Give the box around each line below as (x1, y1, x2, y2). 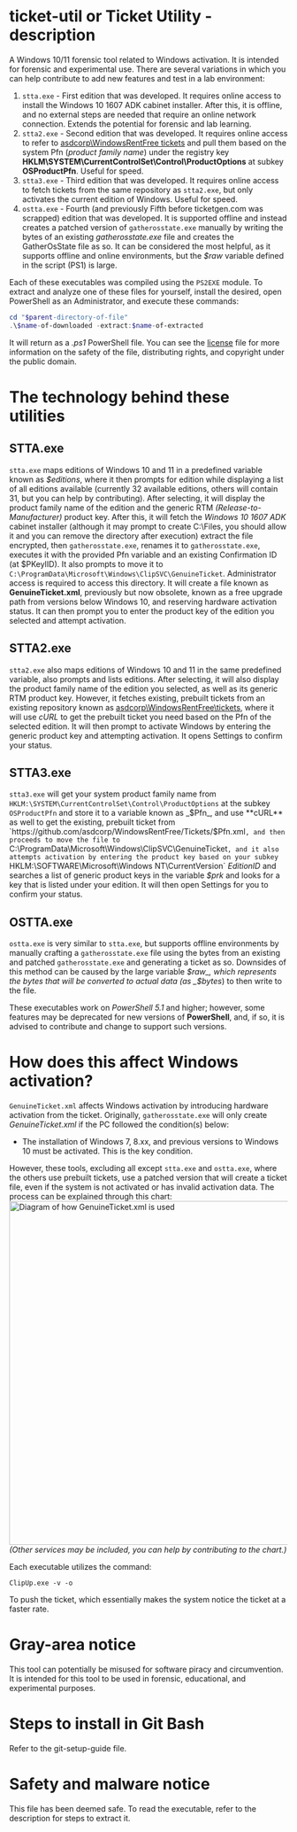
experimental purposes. (9, 1683, 95, 1693)
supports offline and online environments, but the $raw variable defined (21, 250, 285, 260)
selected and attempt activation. (9, 615, 126, 625)
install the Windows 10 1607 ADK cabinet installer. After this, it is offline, (21, 99, 283, 110)
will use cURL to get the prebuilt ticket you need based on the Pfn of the (9, 711, 272, 722)
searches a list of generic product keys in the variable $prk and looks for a (9, 870, 280, 881)
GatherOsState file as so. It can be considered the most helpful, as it (21, 241, 271, 252)
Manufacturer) (9, 511, 63, 522)
